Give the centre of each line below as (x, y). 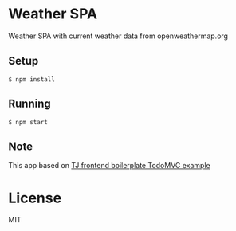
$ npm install (32, 79)
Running (30, 104)
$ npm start (28, 122)
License (35, 198)
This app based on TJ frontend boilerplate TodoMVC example (109, 166)
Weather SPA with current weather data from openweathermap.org (118, 36)
